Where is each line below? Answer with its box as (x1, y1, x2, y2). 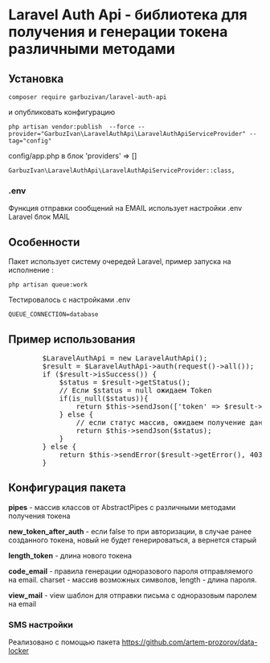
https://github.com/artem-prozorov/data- (121, 637, 258, 647)
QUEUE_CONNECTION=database (8, 311, 99, 319)
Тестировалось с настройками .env (8, 295, 131, 305)
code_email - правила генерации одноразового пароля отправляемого (8, 566, 253, 576)
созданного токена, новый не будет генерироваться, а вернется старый (8, 535, 257, 545)
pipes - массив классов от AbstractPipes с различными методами (8, 502, 236, 512)
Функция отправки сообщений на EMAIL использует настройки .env (8, 204, 243, 213)
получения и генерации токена (8, 23, 228, 41)
